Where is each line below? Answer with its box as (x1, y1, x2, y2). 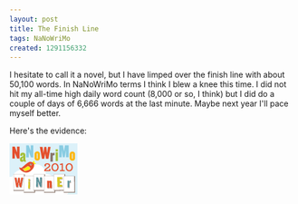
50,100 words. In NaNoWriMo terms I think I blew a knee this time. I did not (9, 79, 287, 90)
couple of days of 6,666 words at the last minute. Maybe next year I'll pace (9, 98, 289, 109)
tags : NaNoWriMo (9, 34, 71, 43)
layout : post (9, 15, 59, 24)
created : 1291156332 (9, 44, 88, 53)
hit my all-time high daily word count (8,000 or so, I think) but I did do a (9, 89, 274, 100)
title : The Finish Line (9, 24, 100, 34)
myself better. (9, 108, 62, 119)
